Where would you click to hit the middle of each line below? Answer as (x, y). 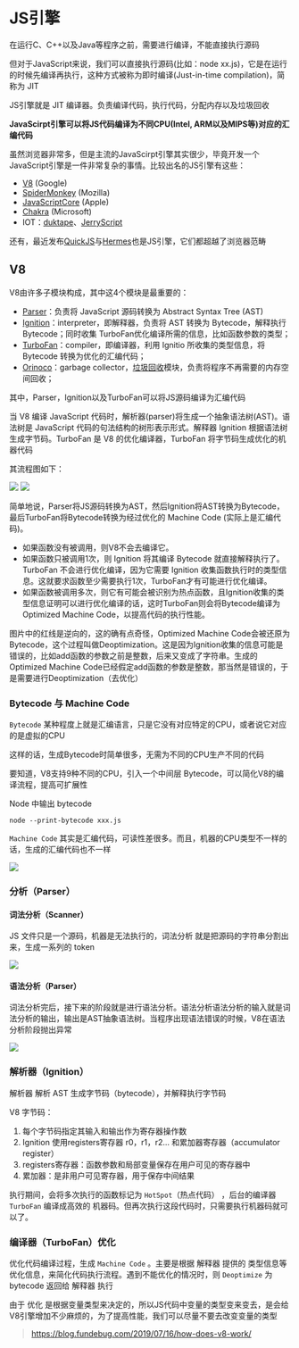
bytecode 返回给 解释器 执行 (61, 1286)
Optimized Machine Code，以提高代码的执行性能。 (116, 614)
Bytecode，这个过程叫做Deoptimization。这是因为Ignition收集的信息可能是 (146, 645)
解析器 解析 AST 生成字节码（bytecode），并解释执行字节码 (118, 1093)
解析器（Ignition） (49, 1072)
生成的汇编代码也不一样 (68, 850)
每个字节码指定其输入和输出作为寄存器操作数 (104, 1131)
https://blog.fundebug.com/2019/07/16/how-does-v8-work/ (141, 1333)
